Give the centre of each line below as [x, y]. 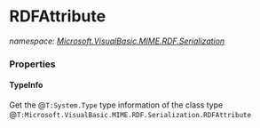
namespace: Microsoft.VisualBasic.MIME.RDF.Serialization [117, 41]
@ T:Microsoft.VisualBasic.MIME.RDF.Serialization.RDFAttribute [130, 115]
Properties [32, 64]
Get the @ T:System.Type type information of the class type [116, 105]
